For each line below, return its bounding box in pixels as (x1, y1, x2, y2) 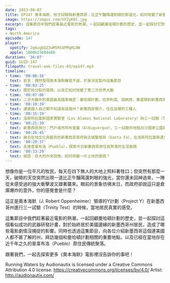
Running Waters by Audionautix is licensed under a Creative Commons (5, 261, 153, 267)
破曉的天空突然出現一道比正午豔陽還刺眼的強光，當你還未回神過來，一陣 (14, 174, 165, 181)
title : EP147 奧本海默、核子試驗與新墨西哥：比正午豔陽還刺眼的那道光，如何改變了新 (5, 12, 163, 17)
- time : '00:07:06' (5, 92, 47, 97)
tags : (5, 26, 17, 31)
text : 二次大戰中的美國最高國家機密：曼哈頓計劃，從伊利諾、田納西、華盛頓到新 (10, 97, 155, 102)
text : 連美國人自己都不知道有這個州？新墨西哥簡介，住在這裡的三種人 (10, 107, 137, 112)
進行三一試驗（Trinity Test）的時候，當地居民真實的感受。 (14, 204, 135, 210)
